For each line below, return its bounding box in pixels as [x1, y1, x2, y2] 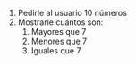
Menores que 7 [30, 36, 88, 46]
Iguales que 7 [30, 45, 81, 56]
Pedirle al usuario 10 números [17, 8, 128, 18]
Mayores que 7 [30, 27, 87, 37]
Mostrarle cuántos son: [17, 17, 104, 28]
